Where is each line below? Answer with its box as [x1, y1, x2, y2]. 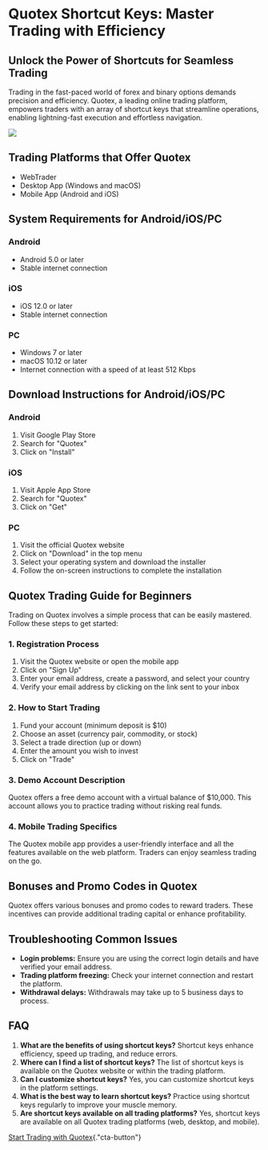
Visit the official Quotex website [19, 541, 125, 550]
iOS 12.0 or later [19, 301, 74, 310]
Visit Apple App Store [19, 485, 91, 495]
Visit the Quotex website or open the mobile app [19, 657, 179, 666]
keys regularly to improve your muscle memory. [19, 1100, 178, 1109]
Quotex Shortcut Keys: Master [8, 5, 214, 23]
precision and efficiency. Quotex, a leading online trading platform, [8, 96, 228, 105]
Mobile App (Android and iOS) [19, 189, 119, 198]
